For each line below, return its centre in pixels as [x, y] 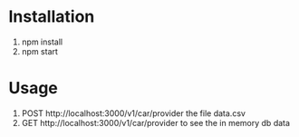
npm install [42, 42]
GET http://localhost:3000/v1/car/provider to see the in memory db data [156, 122]
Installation [52, 17]
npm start [39, 51]
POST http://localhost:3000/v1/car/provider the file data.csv [134, 113]
